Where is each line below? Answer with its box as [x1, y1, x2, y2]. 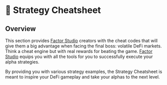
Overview [5, 24, 36, 33]
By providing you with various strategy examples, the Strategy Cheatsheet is [5, 68, 163, 74]
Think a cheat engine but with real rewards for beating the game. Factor [5, 48, 153, 54]
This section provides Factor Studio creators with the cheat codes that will [5, 37, 158, 43]
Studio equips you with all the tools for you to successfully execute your [5, 53, 153, 59]
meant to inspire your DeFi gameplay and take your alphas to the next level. [5, 74, 160, 79]
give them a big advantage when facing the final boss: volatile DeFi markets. [5, 43, 162, 49]
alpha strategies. [5, 59, 40, 64]
